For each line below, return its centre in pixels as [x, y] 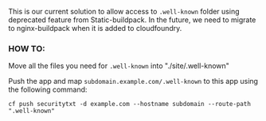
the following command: [48, 89]
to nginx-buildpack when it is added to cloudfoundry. [95, 28]
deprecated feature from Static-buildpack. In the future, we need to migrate [132, 20]
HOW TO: [27, 48]
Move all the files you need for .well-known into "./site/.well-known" [119, 66]
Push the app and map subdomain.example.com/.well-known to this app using [133, 81]
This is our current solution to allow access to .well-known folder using [124, 11]
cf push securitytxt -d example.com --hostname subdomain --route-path [129, 104]
